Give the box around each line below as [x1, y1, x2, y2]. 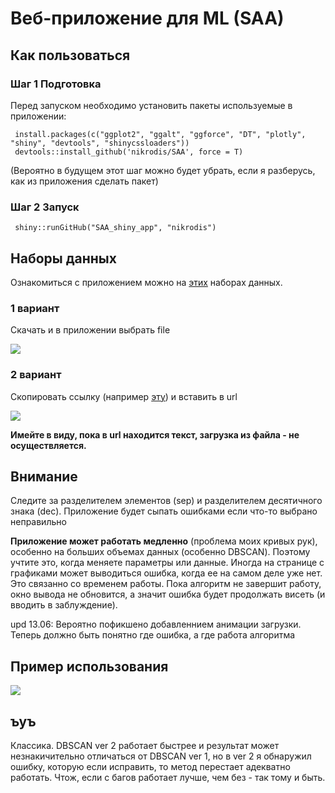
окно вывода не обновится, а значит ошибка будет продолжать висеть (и [10, 588, 326, 601]
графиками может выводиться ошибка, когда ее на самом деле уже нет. [10, 567, 323, 579]
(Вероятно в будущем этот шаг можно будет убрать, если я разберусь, [10, 164, 316, 176]
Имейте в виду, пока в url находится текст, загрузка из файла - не [10, 428, 300, 441]
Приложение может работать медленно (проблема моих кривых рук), [10, 535, 318, 547]
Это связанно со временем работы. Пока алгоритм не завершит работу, [10, 578, 322, 590]
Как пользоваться [10, 47, 131, 64]
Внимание [10, 468, 78, 485]
